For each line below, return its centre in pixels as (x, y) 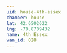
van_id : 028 (21, 40)
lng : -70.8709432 (28, 29)
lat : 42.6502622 (27, 23)
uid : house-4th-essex (34, 12)
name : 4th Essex (27, 35)
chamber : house (26, 18)
